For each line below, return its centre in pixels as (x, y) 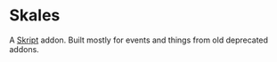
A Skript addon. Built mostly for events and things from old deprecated (139, 40)
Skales (35, 15)
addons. (24, 49)
